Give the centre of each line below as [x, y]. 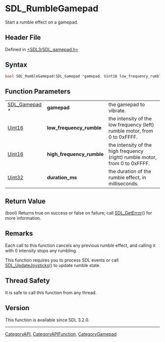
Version [17, 308]
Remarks [19, 234]
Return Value [25, 201]
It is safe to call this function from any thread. [51, 292]
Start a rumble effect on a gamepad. [42, 22]
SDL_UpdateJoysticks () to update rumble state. [53, 265]
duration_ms [62, 178]
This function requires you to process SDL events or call [62, 260]
